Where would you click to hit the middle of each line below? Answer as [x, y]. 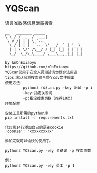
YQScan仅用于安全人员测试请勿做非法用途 [41, 72]
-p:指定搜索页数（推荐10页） [49, 98]
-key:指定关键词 [38, 93]
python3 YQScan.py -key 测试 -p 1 [58, 88]
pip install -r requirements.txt [40, 117]
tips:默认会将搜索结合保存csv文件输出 [40, 77]
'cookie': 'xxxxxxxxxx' [30, 131]
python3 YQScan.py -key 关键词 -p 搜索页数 [48, 151]
